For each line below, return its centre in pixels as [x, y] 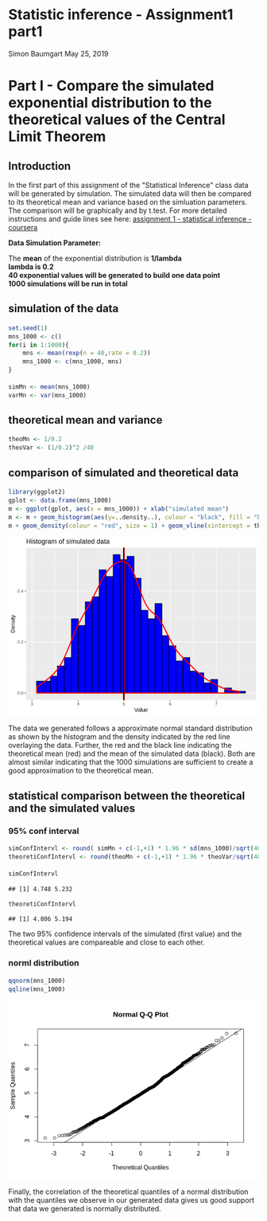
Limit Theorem [57, 137]
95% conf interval [44, 831]
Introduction [40, 166]
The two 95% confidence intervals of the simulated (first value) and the [125, 934]
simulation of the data [64, 309]
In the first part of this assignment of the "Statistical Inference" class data [128, 185]
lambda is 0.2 [31, 266]
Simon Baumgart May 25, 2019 [58, 53]
